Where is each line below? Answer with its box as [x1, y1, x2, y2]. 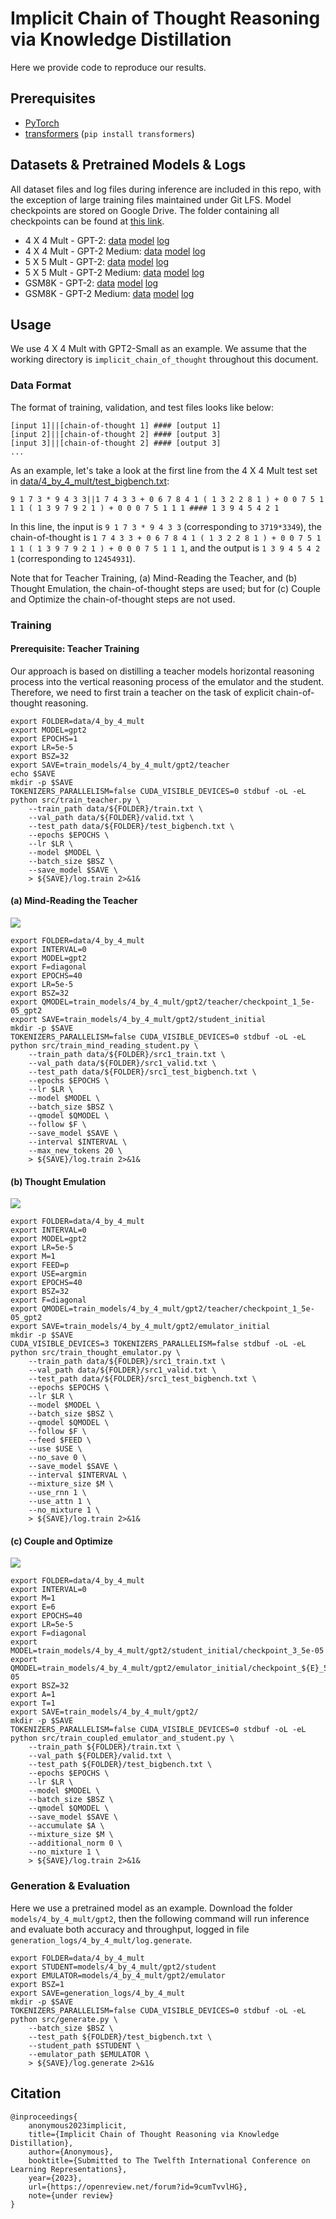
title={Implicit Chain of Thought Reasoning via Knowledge [28, 2129, 280, 2139]
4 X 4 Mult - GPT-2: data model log [24, 234, 170, 246]
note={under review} [28, 2190, 114, 2201]
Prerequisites [10, 90, 96, 107]
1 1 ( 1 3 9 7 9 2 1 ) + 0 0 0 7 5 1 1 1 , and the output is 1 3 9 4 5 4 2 [10, 542, 321, 554]
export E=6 [10, 1602, 56, 1612]
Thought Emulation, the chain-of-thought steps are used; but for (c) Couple [10, 582, 321, 594]
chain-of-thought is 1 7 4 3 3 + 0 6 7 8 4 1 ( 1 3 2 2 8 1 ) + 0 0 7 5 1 [10, 531, 322, 543]
